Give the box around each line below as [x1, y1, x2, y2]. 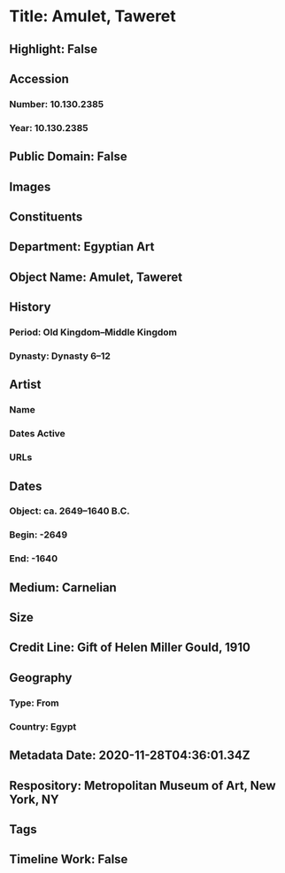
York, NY [9, 792, 59, 807]
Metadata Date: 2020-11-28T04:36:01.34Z [9, 748, 250, 763]
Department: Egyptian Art [9, 239, 155, 254]
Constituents [9, 209, 83, 224]
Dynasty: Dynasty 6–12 [9, 350, 111, 362]
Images [9, 179, 51, 194]
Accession [9, 71, 69, 86]
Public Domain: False [9, 149, 127, 165]
